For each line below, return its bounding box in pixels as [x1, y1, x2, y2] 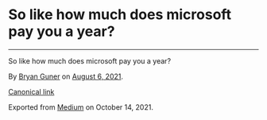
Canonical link [8, 87, 55, 96]
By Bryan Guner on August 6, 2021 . [8, 72, 124, 81]
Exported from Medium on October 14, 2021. [8, 102, 153, 112]
